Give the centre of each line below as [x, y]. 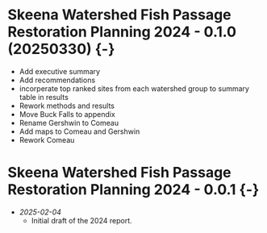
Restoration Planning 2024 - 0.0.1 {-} [133, 190]
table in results [44, 97]
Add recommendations [57, 80]
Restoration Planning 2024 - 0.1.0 [122, 32]
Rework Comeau [47, 139]
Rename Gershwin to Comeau [69, 123]
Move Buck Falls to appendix [67, 114]
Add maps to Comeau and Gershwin [79, 131]
